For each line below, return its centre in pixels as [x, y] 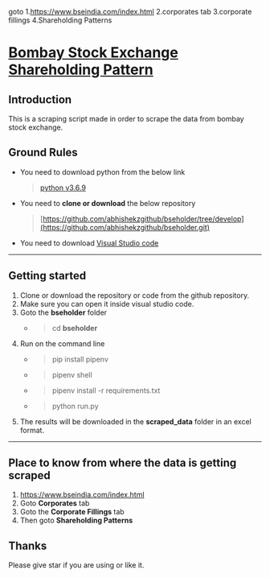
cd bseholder [75, 328]
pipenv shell [72, 374]
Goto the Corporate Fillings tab [72, 512]
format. [32, 430]
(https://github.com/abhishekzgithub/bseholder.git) [125, 227]
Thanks [28, 545]
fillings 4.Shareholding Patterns [60, 20]
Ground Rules [43, 153]
